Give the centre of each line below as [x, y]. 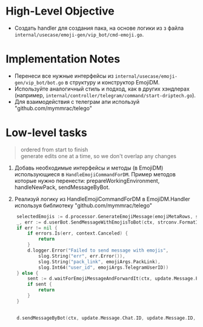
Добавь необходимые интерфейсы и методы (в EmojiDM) [89, 168]
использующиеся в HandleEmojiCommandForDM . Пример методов [95, 174]
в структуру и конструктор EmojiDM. [112, 82]
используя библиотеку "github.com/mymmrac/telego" [83, 205]
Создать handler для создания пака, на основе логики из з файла [99, 28]
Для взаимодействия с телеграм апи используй [77, 102]
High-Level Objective [60, 11]
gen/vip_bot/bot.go [39, 83]
